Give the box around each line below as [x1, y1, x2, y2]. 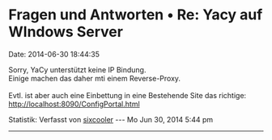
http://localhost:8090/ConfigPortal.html [8, 99, 140, 109]
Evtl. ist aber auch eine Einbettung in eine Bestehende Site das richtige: [8, 90, 247, 100]
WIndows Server [8, 23, 124, 41]
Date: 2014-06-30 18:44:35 [8, 49, 100, 59]
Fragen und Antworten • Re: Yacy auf [8, 6, 263, 24]
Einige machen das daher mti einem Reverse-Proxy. [8, 73, 181, 83]
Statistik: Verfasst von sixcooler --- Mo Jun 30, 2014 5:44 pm [8, 114, 214, 124]
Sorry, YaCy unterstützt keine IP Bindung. [8, 64, 147, 74]
